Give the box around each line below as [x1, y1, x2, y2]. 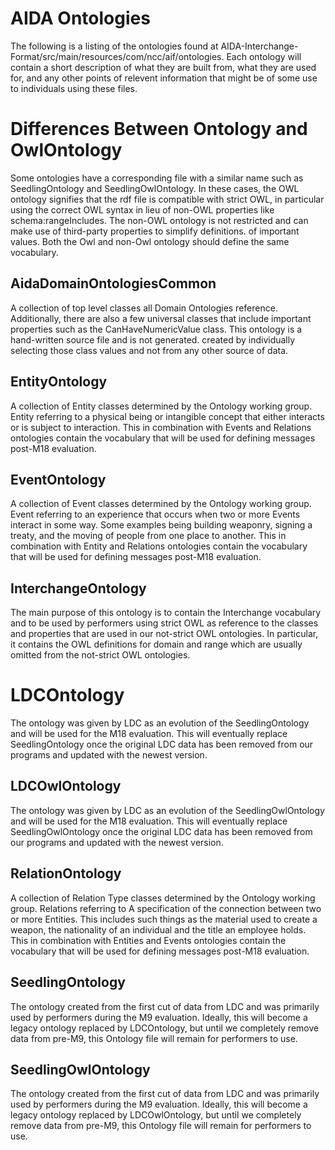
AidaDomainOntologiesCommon [10, 275, 217, 292]
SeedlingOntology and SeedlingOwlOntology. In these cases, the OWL [10, 182, 300, 194]
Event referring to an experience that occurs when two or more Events [10, 508, 301, 521]
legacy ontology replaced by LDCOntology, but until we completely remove [10, 1022, 320, 1034]
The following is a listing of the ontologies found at [10, 40, 219, 52]
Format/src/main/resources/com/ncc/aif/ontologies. [10, 50, 225, 62]
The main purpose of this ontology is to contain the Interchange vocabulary [10, 607, 322, 619]
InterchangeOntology [10, 580, 147, 597]
